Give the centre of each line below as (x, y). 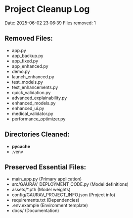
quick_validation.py (31, 92)
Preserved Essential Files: (45, 167)
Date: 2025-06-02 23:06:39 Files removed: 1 (50, 23)
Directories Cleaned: (37, 135)
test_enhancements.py (35, 87)
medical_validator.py (33, 113)
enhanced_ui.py (28, 108)
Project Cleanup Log (47, 9)
